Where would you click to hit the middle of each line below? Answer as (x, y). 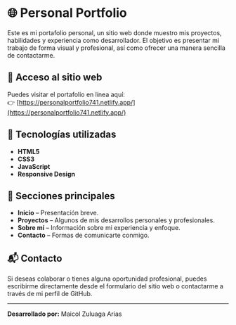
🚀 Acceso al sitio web (55, 78)
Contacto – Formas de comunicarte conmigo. (83, 235)
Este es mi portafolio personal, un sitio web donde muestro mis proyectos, (115, 32)
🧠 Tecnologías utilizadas (62, 135)
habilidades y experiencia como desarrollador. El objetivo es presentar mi (113, 40)
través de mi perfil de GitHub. (50, 294)
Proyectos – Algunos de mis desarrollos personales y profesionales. (116, 220)
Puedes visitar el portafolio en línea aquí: (66, 94)
